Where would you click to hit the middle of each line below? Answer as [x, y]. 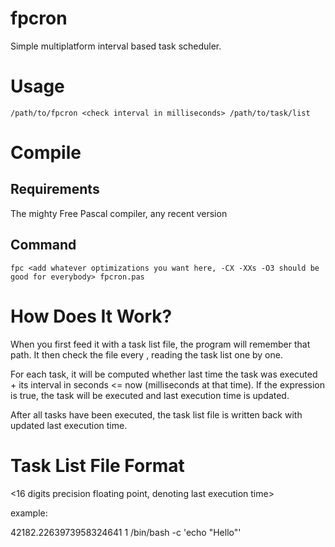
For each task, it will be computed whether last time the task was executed [164, 374]
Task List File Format [97, 465]
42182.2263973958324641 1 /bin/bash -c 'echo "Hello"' [126, 532]
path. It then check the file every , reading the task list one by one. [146, 354]
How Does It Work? [91, 316]
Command [43, 245]
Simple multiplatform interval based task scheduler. [116, 46]
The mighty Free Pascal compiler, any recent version [119, 213]
